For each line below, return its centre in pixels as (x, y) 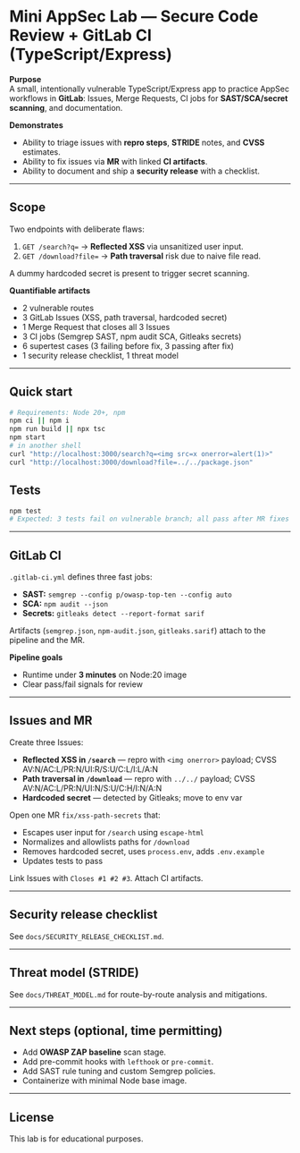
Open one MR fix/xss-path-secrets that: (85, 815)
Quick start (41, 392)
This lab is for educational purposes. (77, 1139)
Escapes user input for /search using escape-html (113, 832)
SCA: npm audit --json (65, 604)
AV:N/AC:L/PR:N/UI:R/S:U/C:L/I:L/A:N (90, 769)
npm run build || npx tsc (57, 429)
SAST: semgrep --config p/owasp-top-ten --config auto (127, 594)
